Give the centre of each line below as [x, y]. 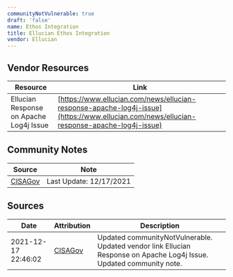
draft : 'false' [29, 20]
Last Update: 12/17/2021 [88, 181]
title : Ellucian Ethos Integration [59, 33]
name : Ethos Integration [43, 26]
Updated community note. [140, 263]
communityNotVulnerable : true [51, 14]
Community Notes [48, 150]
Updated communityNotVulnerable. [155, 237]
